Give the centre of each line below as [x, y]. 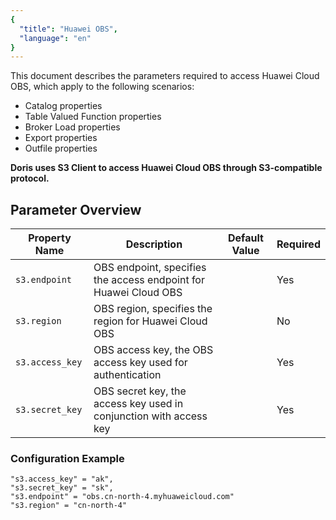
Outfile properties [61, 148]
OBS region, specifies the [153, 309]
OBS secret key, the [140, 391]
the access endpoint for [149, 280]
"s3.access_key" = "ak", [62, 479]
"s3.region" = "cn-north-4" [69, 506]
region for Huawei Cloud [150, 321]
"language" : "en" [55, 38]
